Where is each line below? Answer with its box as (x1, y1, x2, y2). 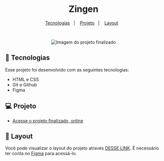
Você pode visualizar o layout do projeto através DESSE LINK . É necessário (5, 145, 159, 151)
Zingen (69, 3, 98, 15)
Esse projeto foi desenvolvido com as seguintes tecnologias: (5, 67, 129, 73)
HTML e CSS (12, 76, 39, 82)
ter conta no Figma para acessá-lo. (5, 151, 77, 157)
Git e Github (12, 81, 37, 87)
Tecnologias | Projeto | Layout (45, 20, 118, 26)
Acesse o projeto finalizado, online (12, 118, 83, 124)
